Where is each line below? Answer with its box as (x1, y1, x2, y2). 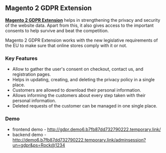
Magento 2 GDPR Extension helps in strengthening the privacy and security (5, 17, 161, 23)
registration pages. (12, 71, 51, 77)
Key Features (5, 54, 38, 61)
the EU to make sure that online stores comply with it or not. (5, 42, 127, 49)
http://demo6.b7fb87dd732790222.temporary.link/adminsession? (12, 137, 146, 143)
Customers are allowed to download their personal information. (12, 87, 141, 93)
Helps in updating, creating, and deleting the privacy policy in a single (12, 77, 155, 83)
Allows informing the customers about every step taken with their (12, 93, 146, 99)
